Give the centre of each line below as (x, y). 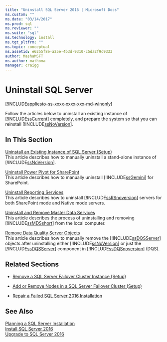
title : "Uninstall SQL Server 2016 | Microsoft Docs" (62, 10)
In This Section (29, 140)
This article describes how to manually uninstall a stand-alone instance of (81, 157)
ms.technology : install (30, 38)
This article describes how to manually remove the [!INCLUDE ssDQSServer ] (83, 238)
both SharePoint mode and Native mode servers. (55, 203)
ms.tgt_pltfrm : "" (24, 42)
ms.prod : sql (19, 24)
